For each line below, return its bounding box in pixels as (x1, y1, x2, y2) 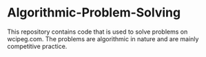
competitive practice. (7, 42, 68, 50)
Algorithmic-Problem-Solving (7, 5, 181, 21)
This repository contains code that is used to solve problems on (7, 27, 188, 36)
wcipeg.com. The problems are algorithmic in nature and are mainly (7, 34, 199, 43)
